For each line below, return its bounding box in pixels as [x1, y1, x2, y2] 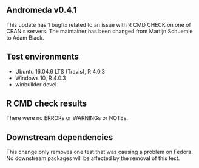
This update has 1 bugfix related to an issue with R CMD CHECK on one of [6, 21, 191, 28]
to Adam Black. [6, 33, 44, 41]
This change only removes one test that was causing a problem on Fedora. [6, 149, 193, 156]
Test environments [6, 52, 79, 62]
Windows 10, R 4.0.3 [15, 74, 66, 82]
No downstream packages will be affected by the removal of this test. [6, 155, 180, 162]
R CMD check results [6, 99, 87, 109]
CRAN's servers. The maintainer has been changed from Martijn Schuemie [6, 27, 193, 35]
